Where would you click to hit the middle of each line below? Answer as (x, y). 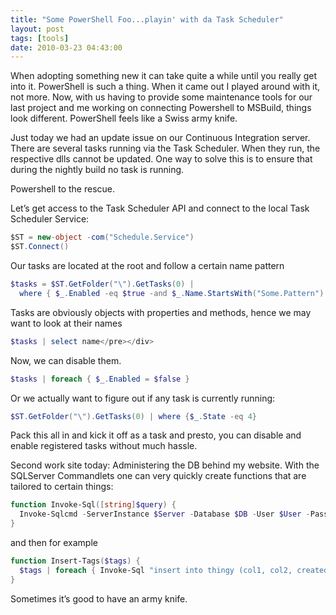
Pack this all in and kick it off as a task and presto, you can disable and (156, 435)
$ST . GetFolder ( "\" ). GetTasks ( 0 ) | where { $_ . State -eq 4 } (133, 416)
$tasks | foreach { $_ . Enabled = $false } (100, 379)
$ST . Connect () (40, 247)
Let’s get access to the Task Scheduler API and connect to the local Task (160, 208)
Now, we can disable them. (66, 360)
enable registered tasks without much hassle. (104, 446)
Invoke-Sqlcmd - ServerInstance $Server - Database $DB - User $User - (165, 514)
